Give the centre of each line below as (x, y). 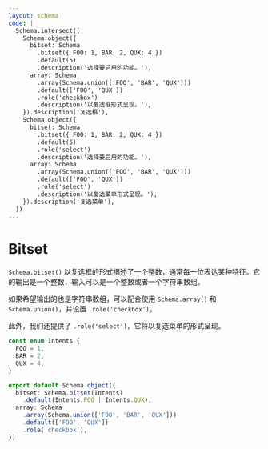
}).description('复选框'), (66, 113)
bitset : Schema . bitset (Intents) (70, 393)
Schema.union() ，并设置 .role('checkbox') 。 (82, 309)
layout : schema (34, 16)
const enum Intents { (44, 341)
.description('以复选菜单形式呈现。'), (97, 194)
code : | (21, 23)
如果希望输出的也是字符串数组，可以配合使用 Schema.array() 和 (113, 299)
